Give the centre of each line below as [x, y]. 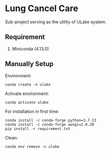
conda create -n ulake [28, 84]
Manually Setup [29, 64]
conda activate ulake [27, 102]
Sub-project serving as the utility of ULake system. [56, 22]
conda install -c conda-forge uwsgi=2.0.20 [50, 124]
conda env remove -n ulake [32, 146]
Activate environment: [27, 93]
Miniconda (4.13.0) [31, 48]
